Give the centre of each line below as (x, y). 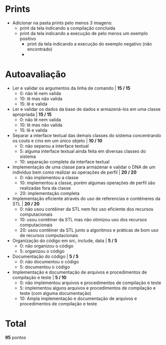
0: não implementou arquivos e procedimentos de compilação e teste (90, 283)
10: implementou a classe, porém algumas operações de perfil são (87, 183)
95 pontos (16, 337)
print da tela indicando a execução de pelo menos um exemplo (84, 33)
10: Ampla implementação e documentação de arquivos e (78, 298)
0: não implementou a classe (49, 177)
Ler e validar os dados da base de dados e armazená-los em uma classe (86, 109)
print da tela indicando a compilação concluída (67, 28)
